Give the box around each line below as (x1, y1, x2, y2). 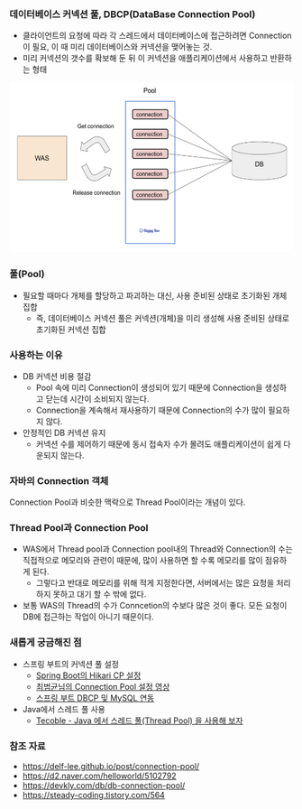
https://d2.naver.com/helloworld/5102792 (22, 770, 178, 782)
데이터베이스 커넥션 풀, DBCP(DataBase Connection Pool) (9, 7, 256, 20)
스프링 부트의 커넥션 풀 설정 (22, 658, 120, 669)
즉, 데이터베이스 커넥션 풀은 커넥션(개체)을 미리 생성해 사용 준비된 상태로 (35, 312, 290, 323)
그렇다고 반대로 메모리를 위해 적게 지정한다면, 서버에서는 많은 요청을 (35, 578, 275, 589)
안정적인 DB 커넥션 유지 (22, 427, 106, 438)
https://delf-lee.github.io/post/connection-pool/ (22, 761, 200, 772)
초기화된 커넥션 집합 (35, 323, 106, 335)
